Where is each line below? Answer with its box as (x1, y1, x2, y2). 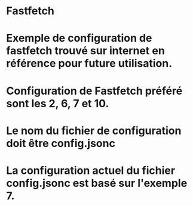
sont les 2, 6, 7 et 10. (6, 96, 109, 110)
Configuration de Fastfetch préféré (6, 84, 183, 98)
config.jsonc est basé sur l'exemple (6, 176, 188, 190)
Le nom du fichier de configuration (6, 124, 182, 138)
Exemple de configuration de (6, 32, 152, 45)
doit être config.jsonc (6, 136, 115, 150)
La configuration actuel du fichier (6, 164, 175, 177)
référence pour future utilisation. (6, 57, 172, 70)
